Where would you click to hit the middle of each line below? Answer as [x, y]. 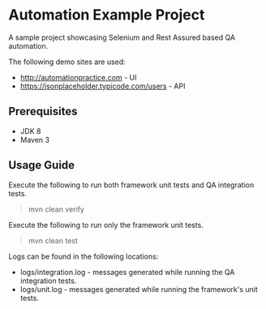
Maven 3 [35, 139]
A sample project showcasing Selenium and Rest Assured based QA [122, 37]
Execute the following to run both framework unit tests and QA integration [131, 185]
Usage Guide [42, 165]
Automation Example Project [107, 15]
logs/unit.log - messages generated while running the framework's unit [139, 289]
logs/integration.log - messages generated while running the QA [127, 272]
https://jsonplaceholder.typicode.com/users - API [103, 86]
